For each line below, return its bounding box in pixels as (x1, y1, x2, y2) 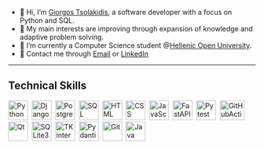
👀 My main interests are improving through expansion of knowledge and (19, 24, 253, 33)
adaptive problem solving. (19, 32, 104, 42)
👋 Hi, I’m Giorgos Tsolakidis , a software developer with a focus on (19, 8, 233, 16)
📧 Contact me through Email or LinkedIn (19, 49, 149, 58)
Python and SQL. (19, 16, 75, 25)
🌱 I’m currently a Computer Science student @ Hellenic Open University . (19, 41, 252, 50)
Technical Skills (8, 79, 87, 93)
